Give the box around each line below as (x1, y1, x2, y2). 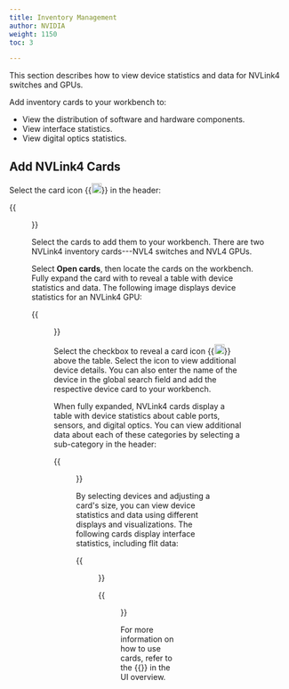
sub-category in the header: (53, 439, 157, 450)
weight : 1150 (9, 29, 58, 38)
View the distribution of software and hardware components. (21, 114, 245, 125)
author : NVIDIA (9, 21, 66, 30)
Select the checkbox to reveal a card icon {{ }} (53, 346, 231, 357)
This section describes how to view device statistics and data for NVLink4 (9, 70, 280, 81)
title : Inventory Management (9, 12, 117, 22)
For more (120, 625, 154, 636)
